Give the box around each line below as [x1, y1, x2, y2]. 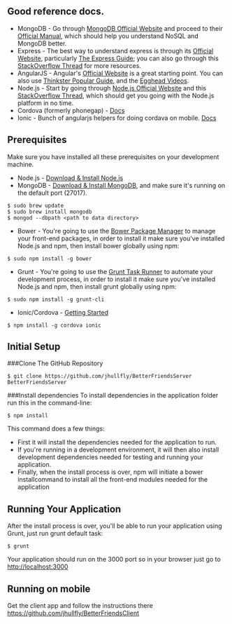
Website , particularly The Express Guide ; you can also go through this [17, 54, 219, 62]
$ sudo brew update [7, 202, 64, 209]
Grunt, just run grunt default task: [7, 529, 103, 538]
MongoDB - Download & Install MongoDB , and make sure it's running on [17, 181, 226, 189]
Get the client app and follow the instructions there [7, 602, 154, 610]
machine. [7, 160, 34, 168]
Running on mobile [7, 583, 91, 595]
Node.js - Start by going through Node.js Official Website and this [17, 83, 207, 92]
